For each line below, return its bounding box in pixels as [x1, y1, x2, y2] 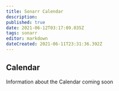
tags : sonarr [6, 30, 38, 36]
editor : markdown [6, 36, 48, 41]
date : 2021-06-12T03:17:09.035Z [6, 24, 84, 31]
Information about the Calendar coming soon [6, 78, 113, 85]
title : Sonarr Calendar [6, 8, 64, 15]
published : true [6, 19, 45, 25]
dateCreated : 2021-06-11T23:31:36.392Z [6, 41, 103, 47]
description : [6, 14, 38, 20]
